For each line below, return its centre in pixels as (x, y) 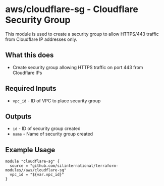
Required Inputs (31, 88)
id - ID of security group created (46, 129)
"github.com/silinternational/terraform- (74, 166)
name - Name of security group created (53, 134)
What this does (30, 55)
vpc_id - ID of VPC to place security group (57, 101)
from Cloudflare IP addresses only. (41, 39)
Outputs (18, 116)
